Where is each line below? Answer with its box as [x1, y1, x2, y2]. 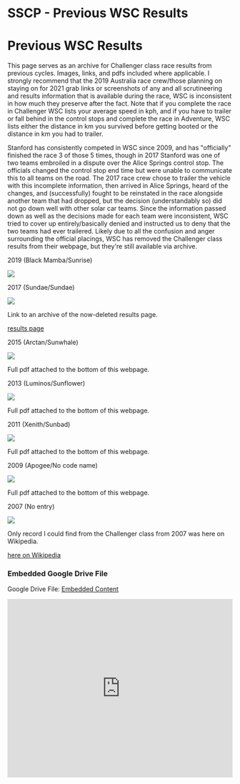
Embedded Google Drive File [7, 569, 109, 579]
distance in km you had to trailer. [7, 130, 104, 139]
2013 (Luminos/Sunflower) [7, 379, 86, 388]
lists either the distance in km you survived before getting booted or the [7, 122, 219, 131]
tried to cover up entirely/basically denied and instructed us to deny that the [7, 219, 231, 228]
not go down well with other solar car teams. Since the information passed [7, 204, 226, 213]
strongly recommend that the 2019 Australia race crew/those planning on [7, 76, 223, 85]
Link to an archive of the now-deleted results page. [7, 311, 159, 319]
